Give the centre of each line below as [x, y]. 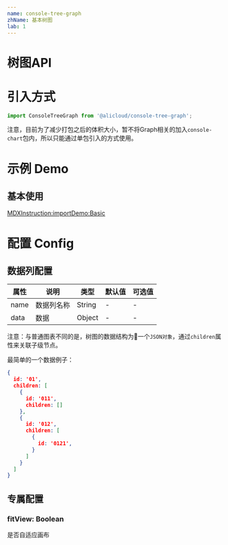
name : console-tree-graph [44, 13]
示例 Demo [38, 169]
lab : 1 [17, 26]
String [86, 305]
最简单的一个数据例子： [40, 360]
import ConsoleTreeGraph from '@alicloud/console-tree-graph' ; [100, 116]
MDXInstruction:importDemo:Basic [56, 213]
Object [87, 318]
